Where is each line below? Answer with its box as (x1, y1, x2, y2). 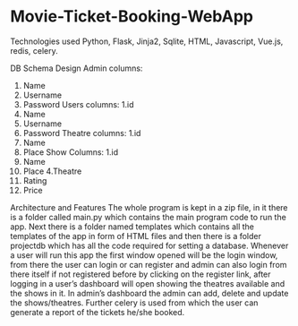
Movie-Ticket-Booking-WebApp (10, 6, 254, 27)
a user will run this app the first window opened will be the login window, (10, 249, 278, 261)
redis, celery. (10, 45, 59, 56)
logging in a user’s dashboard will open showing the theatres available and (10, 278, 285, 288)
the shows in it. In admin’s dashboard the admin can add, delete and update (10, 287, 289, 298)
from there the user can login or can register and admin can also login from (10, 259, 287, 270)
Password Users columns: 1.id (22, 99, 134, 109)
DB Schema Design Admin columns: (10, 63, 143, 73)
